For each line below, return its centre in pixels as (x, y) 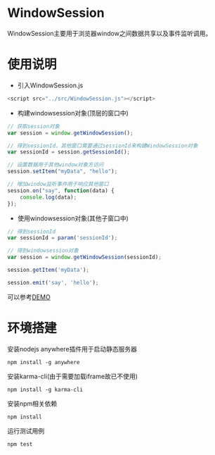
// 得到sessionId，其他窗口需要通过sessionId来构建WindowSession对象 (103, 146)
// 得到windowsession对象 (43, 251)
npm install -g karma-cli (45, 389)
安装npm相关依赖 (32, 404)
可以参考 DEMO (29, 297)
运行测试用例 (26, 430)
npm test (20, 444)
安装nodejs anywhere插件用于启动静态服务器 (72, 349)
